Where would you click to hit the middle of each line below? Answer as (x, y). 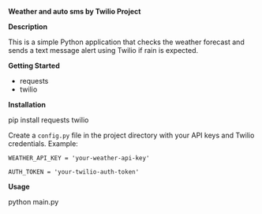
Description (28, 26)
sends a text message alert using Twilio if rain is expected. (103, 50)
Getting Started (34, 66)
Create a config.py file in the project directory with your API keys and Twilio (131, 135)
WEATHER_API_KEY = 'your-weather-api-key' (79, 158)
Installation (27, 105)
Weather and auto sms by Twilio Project (75, 11)
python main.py (34, 202)
